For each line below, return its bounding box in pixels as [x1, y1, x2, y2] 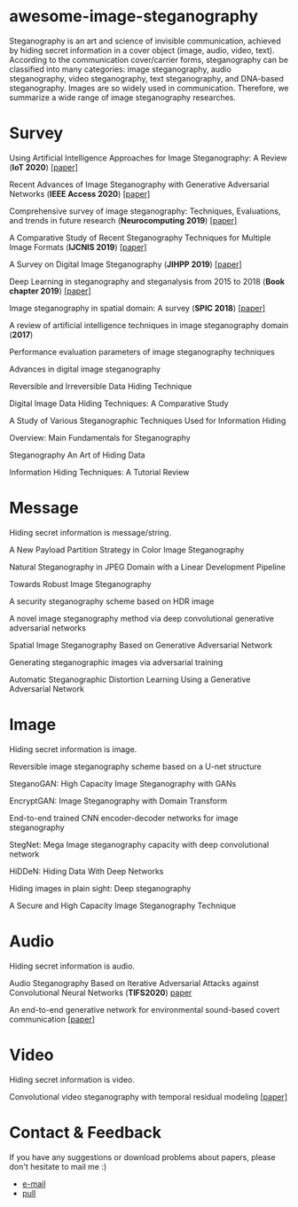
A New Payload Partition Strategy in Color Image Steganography [9, 544, 245, 555]
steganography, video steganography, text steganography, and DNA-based [9, 73, 284, 83]
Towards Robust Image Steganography [9, 578, 152, 589]
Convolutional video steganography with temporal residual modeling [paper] [9, 1091, 288, 1101]
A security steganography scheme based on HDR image [9, 596, 215, 607]
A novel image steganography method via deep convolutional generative [9, 613, 275, 623]
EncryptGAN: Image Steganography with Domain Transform [9, 796, 228, 806]
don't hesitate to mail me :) [9, 1161, 107, 1172]
